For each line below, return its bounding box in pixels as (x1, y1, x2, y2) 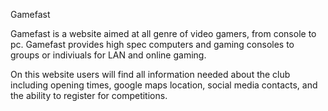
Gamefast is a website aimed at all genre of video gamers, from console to (10, 28, 317, 39)
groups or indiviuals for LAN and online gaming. (10, 49, 207, 61)
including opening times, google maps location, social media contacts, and (10, 79, 318, 91)
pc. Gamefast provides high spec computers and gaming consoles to (10, 39, 295, 50)
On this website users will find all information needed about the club (10, 69, 291, 80)
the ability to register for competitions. (10, 90, 168, 101)
